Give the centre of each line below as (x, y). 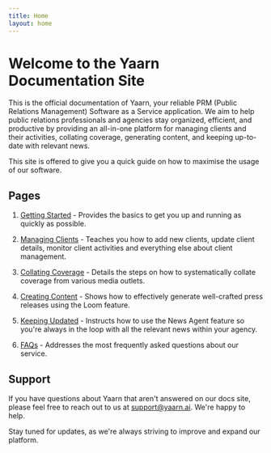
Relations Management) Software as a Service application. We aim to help (131, 112)
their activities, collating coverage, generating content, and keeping (121, 138)
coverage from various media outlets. (83, 281)
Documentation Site (77, 80)
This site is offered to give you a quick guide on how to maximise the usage (134, 162)
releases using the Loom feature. (75, 305)
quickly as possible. (53, 224)
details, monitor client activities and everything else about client (126, 248)
